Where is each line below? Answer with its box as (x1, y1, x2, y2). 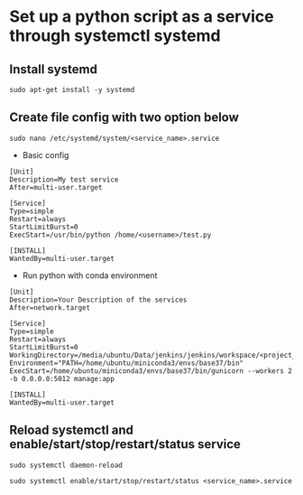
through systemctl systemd (9, 25, 221, 46)
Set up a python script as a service (9, 6, 274, 27)
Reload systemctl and (9, 423, 133, 438)
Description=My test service (9, 174, 119, 184)
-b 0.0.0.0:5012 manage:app (9, 374, 115, 383)
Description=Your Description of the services (9, 295, 188, 304)
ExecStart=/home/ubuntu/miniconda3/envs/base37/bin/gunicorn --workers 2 (9, 366, 293, 376)
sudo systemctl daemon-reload (9, 461, 124, 470)
